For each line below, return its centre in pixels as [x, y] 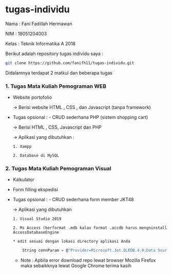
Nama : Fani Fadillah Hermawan [39, 24]
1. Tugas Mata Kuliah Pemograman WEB [56, 86]
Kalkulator [23, 180]
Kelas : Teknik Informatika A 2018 [41, 43]
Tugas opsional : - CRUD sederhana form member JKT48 [73, 199]
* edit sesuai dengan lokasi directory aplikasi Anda [71, 242]
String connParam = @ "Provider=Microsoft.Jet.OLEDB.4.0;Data [89, 250]
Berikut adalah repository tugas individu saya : [54, 53]
